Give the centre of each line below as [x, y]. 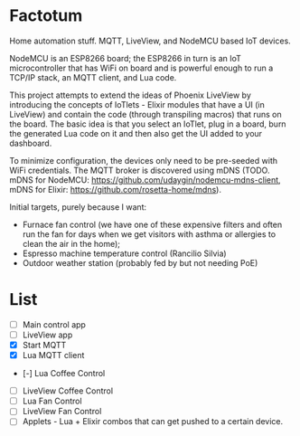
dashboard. [31, 143]
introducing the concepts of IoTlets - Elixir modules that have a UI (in [137, 104]
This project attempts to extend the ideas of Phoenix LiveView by [130, 95]
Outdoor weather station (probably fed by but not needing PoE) [140, 262]
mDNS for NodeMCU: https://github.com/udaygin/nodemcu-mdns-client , [145, 180]
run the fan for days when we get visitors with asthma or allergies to [149, 234]
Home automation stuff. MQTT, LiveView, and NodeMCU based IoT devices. [150, 41]
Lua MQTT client [53, 355]
